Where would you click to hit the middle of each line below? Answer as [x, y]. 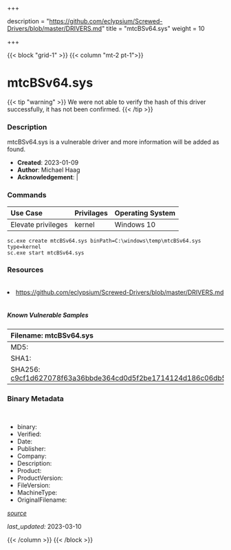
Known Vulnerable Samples [48, 315]
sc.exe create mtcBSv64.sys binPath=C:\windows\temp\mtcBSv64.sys [104, 241]
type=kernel [24, 247]
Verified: [29, 434]
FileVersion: [34, 485]
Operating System [145, 212]
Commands [27, 195]
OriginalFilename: [42, 500]
